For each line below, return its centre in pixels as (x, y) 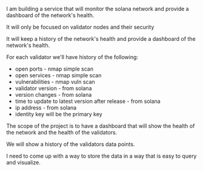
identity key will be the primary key (58, 114)
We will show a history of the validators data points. (71, 144)
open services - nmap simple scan (58, 75)
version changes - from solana (53, 95)
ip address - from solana (46, 108)
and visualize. (23, 162)
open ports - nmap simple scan (54, 69)
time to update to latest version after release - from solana (88, 101)
